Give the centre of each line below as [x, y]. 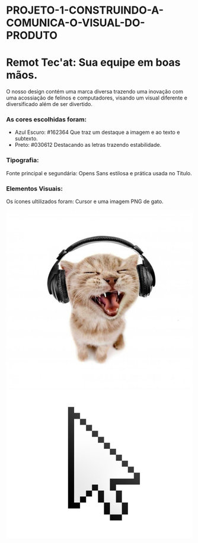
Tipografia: [23, 160]
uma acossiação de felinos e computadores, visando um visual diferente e [97, 98]
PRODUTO [32, 36]
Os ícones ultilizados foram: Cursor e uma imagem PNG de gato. [85, 201]
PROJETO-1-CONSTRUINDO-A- [85, 10]
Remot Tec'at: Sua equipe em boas [93, 62]
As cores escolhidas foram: [47, 120]
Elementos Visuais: [35, 188]
